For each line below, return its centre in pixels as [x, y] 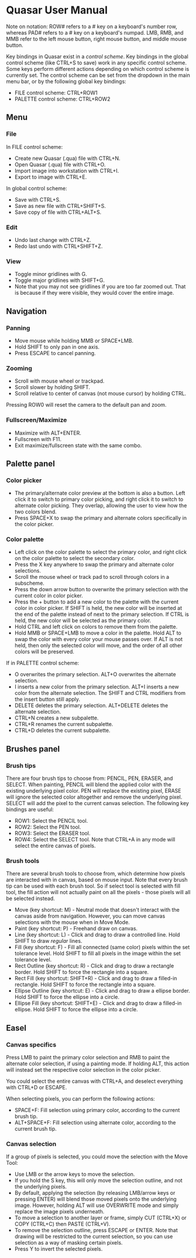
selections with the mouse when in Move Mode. [72, 922]
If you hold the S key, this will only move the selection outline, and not [98, 1181]
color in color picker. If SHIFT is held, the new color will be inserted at [98, 608]
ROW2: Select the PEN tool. [48, 827]
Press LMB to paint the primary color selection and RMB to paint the [88, 1058]
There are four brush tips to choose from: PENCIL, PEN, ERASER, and [90, 778]
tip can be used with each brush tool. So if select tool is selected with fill [93, 886]
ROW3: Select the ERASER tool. [52, 833]
